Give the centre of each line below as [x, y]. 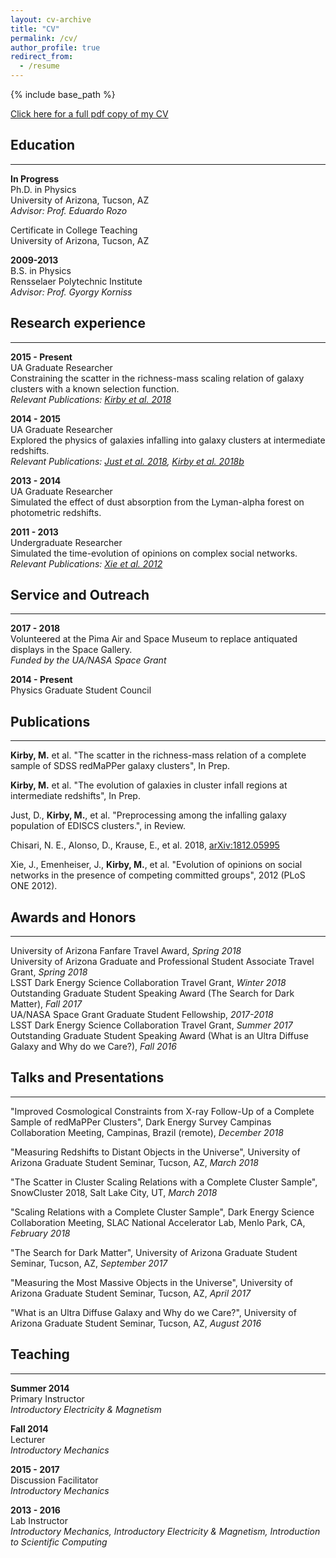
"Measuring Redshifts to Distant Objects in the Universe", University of [155, 1152]
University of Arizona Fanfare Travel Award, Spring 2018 [126, 951]
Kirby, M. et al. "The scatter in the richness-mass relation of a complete [158, 755]
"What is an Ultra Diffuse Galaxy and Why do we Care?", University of [153, 1312]
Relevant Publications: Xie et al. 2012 [86, 563]
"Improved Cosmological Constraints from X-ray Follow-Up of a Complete [162, 1111]
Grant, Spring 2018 [49, 972]
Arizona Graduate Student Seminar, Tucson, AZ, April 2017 [131, 1293]
